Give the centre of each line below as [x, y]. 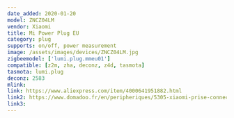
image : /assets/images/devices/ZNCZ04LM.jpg [73, 53]
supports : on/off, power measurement [62, 46]
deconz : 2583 [26, 78]
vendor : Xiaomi [29, 26]
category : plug [29, 40]
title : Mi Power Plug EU [43, 33]
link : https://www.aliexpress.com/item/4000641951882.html [95, 91]
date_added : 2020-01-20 [42, 14]
